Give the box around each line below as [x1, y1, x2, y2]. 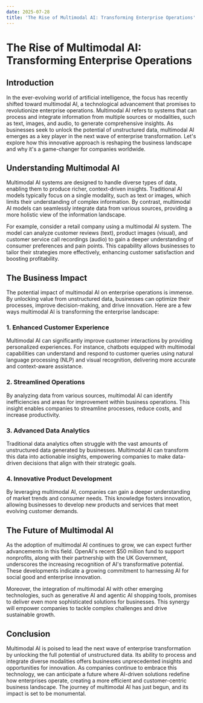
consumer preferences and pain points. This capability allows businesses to [6, 242, 195, 249]
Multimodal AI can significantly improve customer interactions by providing [6, 337, 193, 345]
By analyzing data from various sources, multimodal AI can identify [6, 392, 173, 399]
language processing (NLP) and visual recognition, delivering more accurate [6, 356, 196, 364]
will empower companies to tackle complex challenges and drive [6, 605, 167, 612]
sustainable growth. [6, 611, 56, 619]
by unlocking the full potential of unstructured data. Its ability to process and [6, 651, 196, 658]
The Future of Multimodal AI [6, 525, 114, 536]
